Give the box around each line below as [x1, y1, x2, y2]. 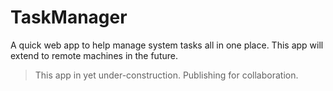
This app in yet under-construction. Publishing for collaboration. [34, 69, 299, 81]
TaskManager [10, 6, 128, 29]
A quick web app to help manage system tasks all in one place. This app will [10, 39, 324, 51]
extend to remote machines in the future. [10, 49, 178, 61]
